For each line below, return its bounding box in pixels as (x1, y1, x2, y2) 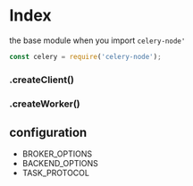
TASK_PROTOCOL (21, 167, 89, 179)
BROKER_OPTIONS (21, 148, 93, 159)
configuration (9, 125, 88, 140)
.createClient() (9, 73, 74, 86)
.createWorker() (9, 97, 80, 110)
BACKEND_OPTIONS (21, 158, 98, 169)
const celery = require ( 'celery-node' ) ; (9, 52, 163, 61)
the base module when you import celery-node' (9, 35, 186, 46)
